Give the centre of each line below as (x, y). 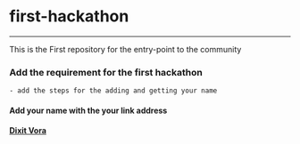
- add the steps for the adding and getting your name (113, 91)
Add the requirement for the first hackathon (106, 72)
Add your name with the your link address (88, 110)
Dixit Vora (28, 131)
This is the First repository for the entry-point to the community (125, 49)
